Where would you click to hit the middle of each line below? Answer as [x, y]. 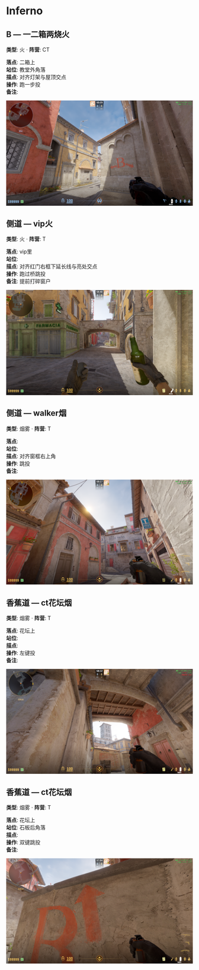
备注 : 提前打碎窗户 [28, 281]
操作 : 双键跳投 [23, 843]
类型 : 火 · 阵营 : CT [28, 50]
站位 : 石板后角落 [26, 828]
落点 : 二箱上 [21, 62]
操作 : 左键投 [21, 653]
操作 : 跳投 [18, 463]
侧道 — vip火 [30, 224]
